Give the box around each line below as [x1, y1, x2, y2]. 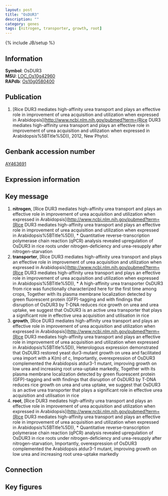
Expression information [5, 175, 80, 184]
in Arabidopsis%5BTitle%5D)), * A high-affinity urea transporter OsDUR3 [12, 280, 163, 286]
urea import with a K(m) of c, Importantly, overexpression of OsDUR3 [12, 355, 155, 361]
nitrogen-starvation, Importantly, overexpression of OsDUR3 [12, 440, 137, 446]
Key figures [5, 482, 42, 491]
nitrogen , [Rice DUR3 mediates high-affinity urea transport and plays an [12, 205, 162, 211]
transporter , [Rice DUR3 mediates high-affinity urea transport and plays [12, 254, 162, 260]
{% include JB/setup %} [5, 40, 55, 46]
